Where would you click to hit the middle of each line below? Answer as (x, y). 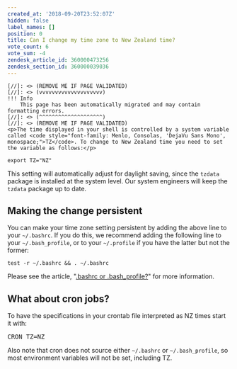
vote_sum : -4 (27, 54)
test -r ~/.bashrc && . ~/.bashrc (58, 263)
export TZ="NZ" (30, 160)
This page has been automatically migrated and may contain (110, 104)
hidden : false (28, 21)
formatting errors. (36, 110)
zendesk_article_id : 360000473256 (58, 60)
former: (18, 250)
